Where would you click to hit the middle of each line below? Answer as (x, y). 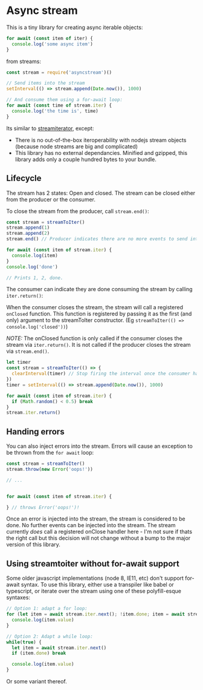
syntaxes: (18, 597)
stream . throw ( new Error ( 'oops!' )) (50, 469)
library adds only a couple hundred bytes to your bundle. (86, 159)
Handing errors (35, 431)
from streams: (24, 61)
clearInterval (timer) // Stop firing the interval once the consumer (101, 374)
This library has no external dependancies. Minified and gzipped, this (101, 153)
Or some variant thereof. (37, 681)
